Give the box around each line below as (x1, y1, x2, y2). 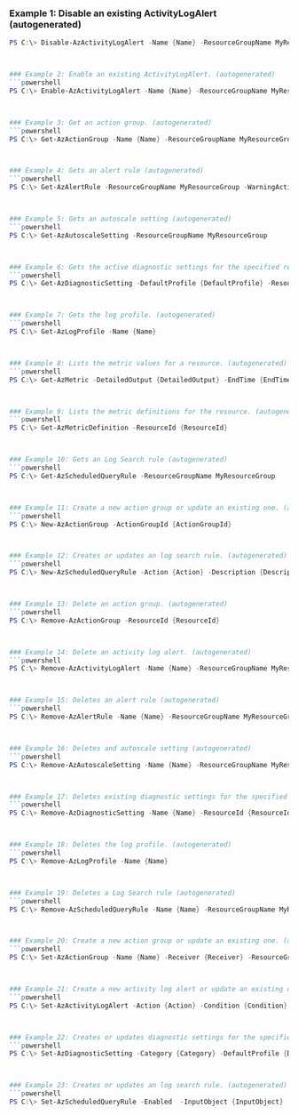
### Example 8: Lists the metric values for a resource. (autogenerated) (9, 358, 288, 367)
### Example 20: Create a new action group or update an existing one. (9, 936, 279, 945)
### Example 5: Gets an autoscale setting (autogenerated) (9, 214, 232, 224)
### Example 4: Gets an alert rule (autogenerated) (9, 166, 204, 175)
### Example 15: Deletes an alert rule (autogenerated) (9, 696, 220, 705)
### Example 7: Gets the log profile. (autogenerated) (9, 310, 216, 320)
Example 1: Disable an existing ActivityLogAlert (9, 7, 217, 20)
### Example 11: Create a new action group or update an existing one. (9, 503, 279, 512)
